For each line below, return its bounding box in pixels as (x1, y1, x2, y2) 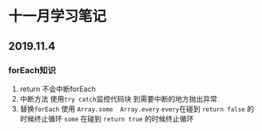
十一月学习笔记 (8, 7, 107, 25)
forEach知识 (8, 64, 57, 75)
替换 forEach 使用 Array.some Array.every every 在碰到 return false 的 (19, 104, 254, 114)
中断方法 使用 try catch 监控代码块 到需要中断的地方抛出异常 (19, 94, 218, 103)
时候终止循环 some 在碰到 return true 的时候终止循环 (19, 114, 194, 123)
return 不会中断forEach (19, 84, 96, 94)
